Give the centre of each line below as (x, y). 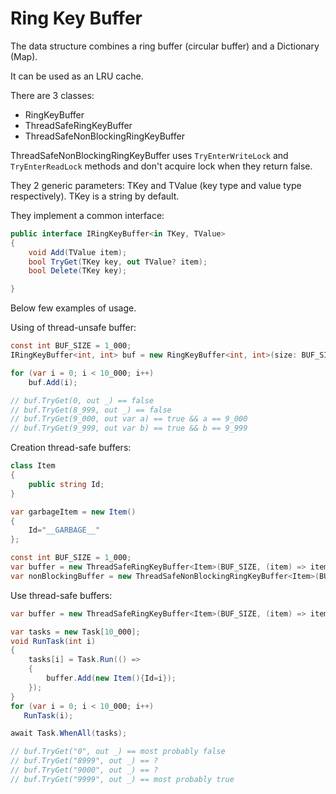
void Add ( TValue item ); (78, 252)
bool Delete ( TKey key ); (78, 271)
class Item (33, 466)
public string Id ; (66, 484)
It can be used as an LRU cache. (77, 76)
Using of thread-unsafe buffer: (73, 328)
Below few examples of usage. (73, 308)
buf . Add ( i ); (53, 382)
